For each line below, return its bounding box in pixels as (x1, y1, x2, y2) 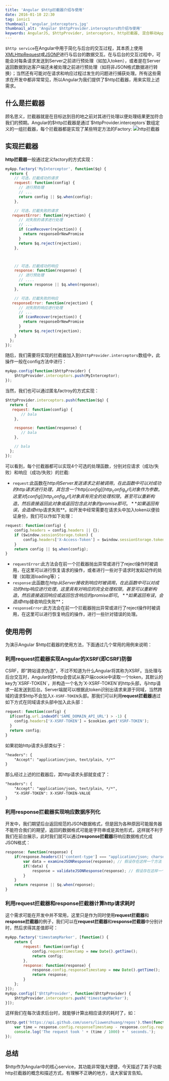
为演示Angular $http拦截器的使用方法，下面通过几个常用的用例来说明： (5, 642, 152, 648)
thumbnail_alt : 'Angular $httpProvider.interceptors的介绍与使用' (5, 26, 142, 31)
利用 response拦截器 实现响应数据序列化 (5, 808, 101, 815)
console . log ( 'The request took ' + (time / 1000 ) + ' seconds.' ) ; (14, 1029, 156, 1035)
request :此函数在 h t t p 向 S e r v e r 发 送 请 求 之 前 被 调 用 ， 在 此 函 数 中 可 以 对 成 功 (12, 480, 161, 486)
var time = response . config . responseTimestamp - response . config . (14, 1025, 156, 1030)
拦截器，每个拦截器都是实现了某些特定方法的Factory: (22, 126, 132, 132)
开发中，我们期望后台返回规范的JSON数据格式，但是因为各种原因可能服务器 (5, 821, 162, 827)
